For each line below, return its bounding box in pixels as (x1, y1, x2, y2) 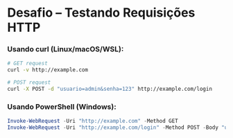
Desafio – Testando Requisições (7, 5, 196, 21)
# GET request (7, 60, 49, 67)
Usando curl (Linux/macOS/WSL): (7, 44, 124, 54)
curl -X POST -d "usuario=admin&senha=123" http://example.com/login (7, 85, 213, 93)
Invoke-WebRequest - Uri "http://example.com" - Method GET (7, 118, 178, 125)
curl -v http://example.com (7, 67, 89, 74)
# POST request (7, 79, 51, 86)
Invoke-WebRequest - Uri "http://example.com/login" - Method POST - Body (7, 124, 218, 131)
